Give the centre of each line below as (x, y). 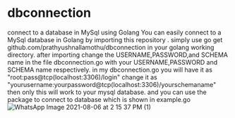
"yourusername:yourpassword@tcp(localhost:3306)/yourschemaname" (112, 84)
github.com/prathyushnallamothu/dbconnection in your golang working (111, 47)
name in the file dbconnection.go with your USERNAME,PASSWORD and (112, 62)
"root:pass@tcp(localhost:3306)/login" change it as (82, 77)
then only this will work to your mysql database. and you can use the (107, 92)
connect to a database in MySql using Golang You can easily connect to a (114, 32)
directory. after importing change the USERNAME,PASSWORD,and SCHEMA (117, 55)
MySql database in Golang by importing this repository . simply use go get (115, 39)
